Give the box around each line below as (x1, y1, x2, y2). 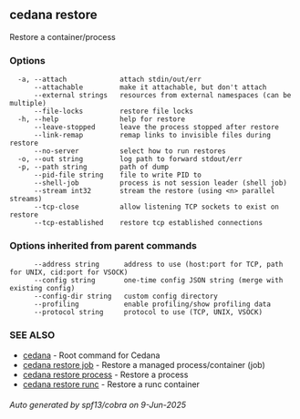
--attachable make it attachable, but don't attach (33, 83, 267, 92)
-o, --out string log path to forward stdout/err (17, 155, 243, 164)
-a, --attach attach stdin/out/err (17, 75, 202, 85)
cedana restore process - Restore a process (22, 369, 189, 380)
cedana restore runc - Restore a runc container (22, 378, 201, 390)
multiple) (9, 99, 47, 108)
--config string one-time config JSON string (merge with (33, 276, 284, 285)
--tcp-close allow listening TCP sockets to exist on (33, 202, 280, 212)
